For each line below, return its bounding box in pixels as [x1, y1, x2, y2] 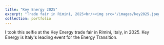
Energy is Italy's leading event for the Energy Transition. [5, 34, 118, 40]
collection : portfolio [5, 16, 51, 21]
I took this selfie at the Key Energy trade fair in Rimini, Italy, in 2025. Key [5, 30, 150, 35]
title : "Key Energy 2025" [5, 7, 58, 12]
